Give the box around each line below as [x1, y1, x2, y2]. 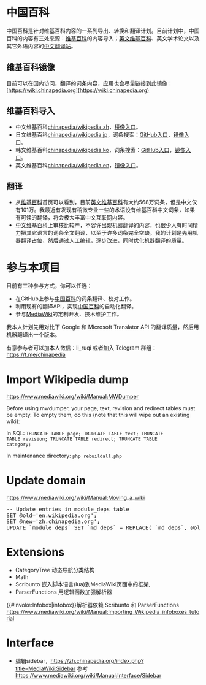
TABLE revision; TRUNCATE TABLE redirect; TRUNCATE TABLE [6, 436, 158, 442]
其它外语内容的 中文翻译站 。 [6, 42, 77, 50]
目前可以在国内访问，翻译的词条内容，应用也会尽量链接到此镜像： [6, 79, 173, 86]
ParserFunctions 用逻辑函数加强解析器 [15, 588, 112, 595]
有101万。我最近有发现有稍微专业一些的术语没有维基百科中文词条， [15, 206, 185, 213]
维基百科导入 [6, 105, 55, 117]
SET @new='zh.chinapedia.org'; [6, 518, 101, 525]
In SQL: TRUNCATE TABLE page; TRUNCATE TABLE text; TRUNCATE [6, 430, 164, 437]
